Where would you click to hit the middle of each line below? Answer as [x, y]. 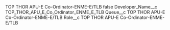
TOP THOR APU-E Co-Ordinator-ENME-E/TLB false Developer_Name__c [81, 7]
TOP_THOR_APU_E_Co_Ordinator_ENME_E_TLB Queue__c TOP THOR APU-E [85, 12]
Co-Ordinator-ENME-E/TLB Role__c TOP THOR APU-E [62, 17]
